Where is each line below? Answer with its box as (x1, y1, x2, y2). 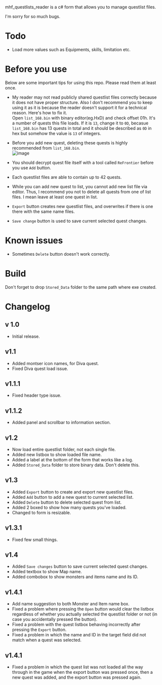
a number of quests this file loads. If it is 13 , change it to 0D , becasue (12, 120, 148, 126)
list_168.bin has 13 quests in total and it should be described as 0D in (12, 125, 152, 131)
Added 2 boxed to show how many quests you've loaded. (12, 504, 127, 510)
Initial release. (12, 333, 40, 339)
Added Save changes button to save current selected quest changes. (12, 563, 148, 569)
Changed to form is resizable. (12, 509, 71, 515)
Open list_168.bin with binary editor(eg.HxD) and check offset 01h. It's (12, 115, 156, 121)
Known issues (5, 235, 63, 246)
